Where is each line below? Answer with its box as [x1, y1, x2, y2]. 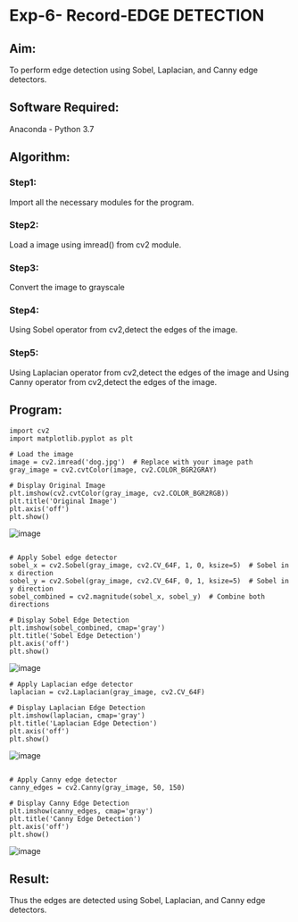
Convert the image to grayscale [9, 282, 125, 293]
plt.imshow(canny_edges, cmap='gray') [9, 806, 153, 816]
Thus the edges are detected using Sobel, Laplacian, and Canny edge [9, 895, 266, 906]
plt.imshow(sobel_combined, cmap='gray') [9, 623, 166, 633]
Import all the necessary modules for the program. [9, 197, 195, 207]
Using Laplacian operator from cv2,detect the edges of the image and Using [9, 367, 290, 378]
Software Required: [9, 100, 120, 115]
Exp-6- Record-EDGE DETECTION [9, 5, 265, 26]
